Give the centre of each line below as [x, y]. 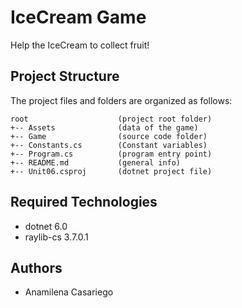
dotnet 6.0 [46, 226]
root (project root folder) [111, 119]
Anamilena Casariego [69, 292]
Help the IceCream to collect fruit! [80, 45]
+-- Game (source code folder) [109, 136]
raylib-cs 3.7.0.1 [56, 237]
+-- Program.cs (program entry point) [111, 154]
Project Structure [65, 76]
